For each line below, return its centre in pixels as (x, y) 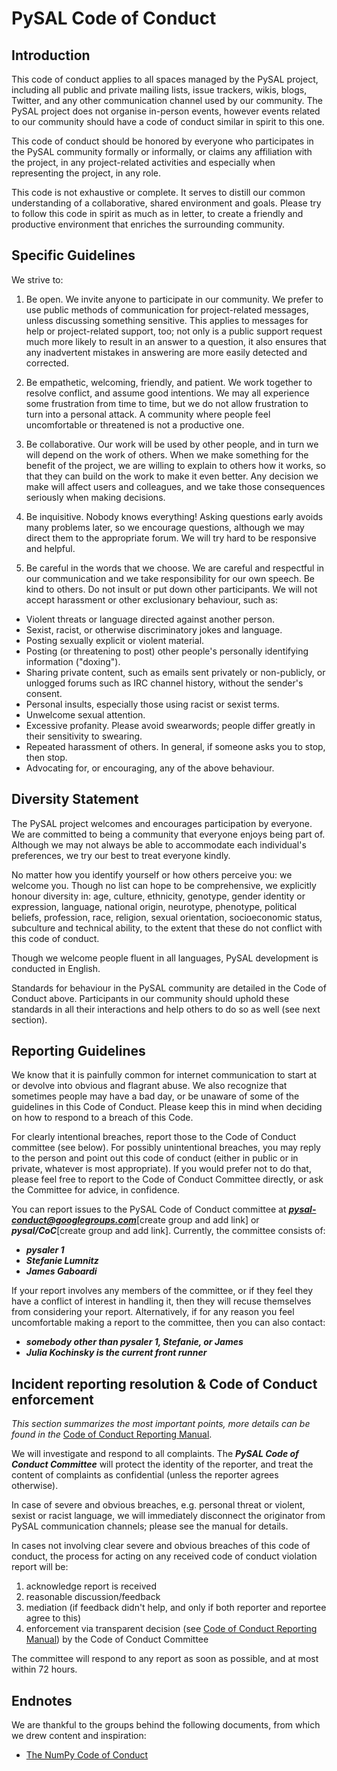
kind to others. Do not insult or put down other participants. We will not (171, 589)
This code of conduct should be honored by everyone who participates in (162, 141)
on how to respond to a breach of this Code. (102, 1118)
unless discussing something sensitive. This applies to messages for (167, 320)
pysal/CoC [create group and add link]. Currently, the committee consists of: (168, 1231)
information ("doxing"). (73, 661)
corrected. (47, 363)
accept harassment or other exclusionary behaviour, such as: (151, 599)
